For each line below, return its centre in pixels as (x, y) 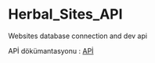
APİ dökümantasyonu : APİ (51, 51)
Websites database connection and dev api (77, 36)
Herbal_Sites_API (65, 14)
